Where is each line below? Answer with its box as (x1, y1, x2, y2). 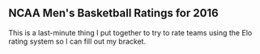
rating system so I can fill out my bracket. (8, 36, 147, 46)
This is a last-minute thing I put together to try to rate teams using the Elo (8, 27, 253, 37)
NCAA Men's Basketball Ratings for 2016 (8, 6, 219, 20)
